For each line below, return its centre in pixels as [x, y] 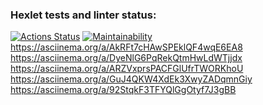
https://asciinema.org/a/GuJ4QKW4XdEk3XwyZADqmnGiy [131, 79]
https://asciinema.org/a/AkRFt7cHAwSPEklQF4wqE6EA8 [126, 47]
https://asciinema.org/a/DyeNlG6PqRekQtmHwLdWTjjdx [126, 58]
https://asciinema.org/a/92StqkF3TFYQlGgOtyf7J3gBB [123, 90]
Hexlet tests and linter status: [83, 15]
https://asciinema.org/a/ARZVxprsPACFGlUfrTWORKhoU [127, 69]
